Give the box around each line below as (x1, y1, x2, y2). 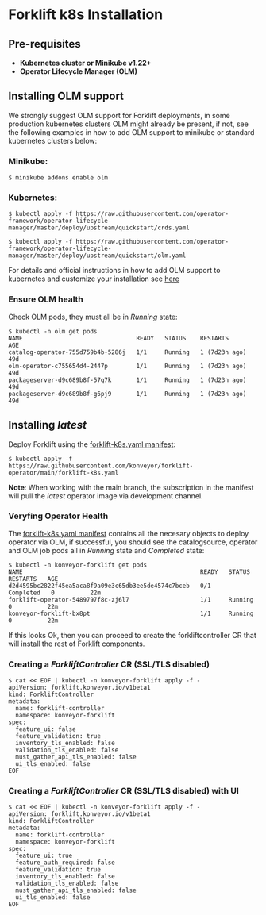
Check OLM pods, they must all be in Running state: (8, 312, 178, 321)
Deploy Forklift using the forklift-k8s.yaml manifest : (8, 439, 176, 449)
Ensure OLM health (8, 294, 83, 305)
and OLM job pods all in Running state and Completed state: (8, 545, 205, 555)
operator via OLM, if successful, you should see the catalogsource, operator (8, 537, 258, 547)
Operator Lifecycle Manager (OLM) (19, 67, 137, 76)
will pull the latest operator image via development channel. (8, 490, 204, 501)
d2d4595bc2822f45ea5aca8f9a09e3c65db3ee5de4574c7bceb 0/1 (8, 582, 212, 590)
